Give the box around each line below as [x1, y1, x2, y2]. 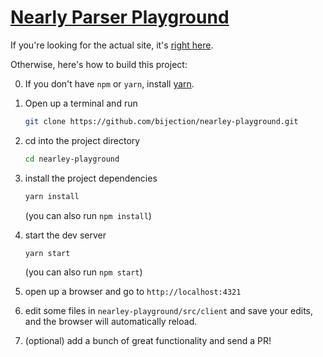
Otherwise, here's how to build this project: [10, 58, 188, 70]
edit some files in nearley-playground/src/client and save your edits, [24, 305, 314, 317]
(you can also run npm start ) [24, 266, 143, 278]
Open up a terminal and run [24, 97, 138, 109]
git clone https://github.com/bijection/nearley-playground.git [24, 116, 299, 126]
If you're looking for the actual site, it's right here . [10, 39, 214, 51]
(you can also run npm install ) [24, 209, 152, 221]
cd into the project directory [24, 134, 141, 146]
